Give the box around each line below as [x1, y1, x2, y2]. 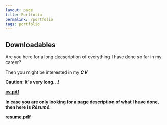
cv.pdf [5, 89, 19, 95]
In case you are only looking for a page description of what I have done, [5, 99, 159, 105]
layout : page [5, 7, 33, 13]
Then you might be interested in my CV [5, 69, 88, 75]
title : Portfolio [5, 12, 42, 17]
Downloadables [5, 40, 56, 49]
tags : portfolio [5, 21, 40, 27]
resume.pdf [5, 114, 31, 120]
